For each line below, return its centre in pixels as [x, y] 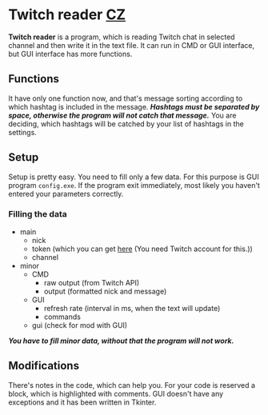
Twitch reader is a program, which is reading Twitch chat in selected [122, 37]
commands [62, 317]
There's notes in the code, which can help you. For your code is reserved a [132, 385]
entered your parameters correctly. [66, 194]
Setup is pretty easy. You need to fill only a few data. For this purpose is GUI [134, 177]
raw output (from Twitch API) [92, 282]
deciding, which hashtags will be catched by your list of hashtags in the [126, 124]
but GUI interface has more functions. [70, 54]
